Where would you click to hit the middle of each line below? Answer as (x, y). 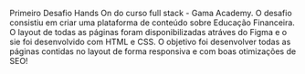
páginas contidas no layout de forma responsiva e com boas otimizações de (153, 51)
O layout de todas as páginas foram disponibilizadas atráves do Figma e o (148, 32)
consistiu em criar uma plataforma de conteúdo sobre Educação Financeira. (152, 23)
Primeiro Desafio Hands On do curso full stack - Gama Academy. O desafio (151, 13)
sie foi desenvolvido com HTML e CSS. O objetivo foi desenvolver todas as (150, 42)
